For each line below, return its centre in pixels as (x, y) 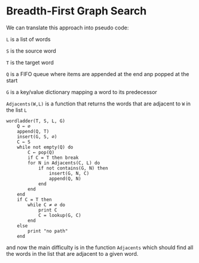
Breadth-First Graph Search (76, 11)
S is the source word (31, 51)
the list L (16, 110)
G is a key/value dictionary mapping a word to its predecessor (82, 92)
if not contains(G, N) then (73, 168)
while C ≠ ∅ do (47, 205)
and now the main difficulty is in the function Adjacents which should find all (100, 247)
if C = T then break (53, 158)
